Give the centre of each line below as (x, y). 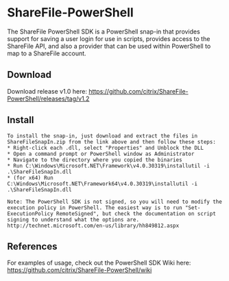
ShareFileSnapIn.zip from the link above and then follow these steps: (111, 142)
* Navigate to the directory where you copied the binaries (95, 160)
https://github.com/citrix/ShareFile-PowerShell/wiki (80, 270)
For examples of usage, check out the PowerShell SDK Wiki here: (99, 263)
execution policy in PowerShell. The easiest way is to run (95, 208)
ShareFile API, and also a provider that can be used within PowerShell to (109, 46)
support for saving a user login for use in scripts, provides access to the (109, 38)
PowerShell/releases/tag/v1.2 (48, 98)
